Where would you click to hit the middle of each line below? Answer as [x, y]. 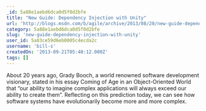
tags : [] [17, 58]
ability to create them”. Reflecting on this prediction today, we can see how [101, 94]
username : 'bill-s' [31, 47]
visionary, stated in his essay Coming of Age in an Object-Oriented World [99, 82]
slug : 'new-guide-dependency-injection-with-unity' [74, 35]
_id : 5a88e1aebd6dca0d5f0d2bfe [46, 12]
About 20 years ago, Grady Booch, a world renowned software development [103, 75]
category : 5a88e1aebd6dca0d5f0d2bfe [53, 29]
